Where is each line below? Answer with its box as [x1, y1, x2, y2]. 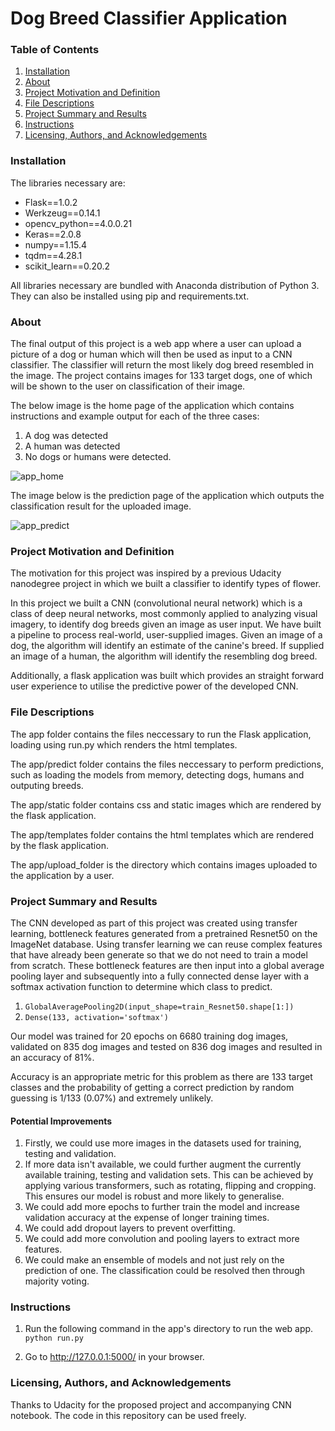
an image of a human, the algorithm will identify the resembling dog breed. [10, 650, 318, 662]
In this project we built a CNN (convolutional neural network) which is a [10, 597, 303, 609]
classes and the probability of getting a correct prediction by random [10, 1081, 295, 1093]
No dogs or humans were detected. [24, 451, 172, 463]
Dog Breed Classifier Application [10, 7, 288, 30]
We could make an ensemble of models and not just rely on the [24, 1254, 285, 1266]
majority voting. [24, 1275, 90, 1287]
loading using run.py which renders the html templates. [10, 738, 238, 751]
